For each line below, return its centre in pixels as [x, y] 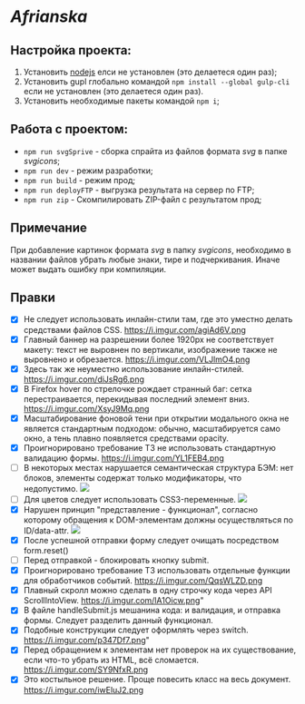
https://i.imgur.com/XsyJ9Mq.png [86, 408]
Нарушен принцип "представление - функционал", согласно [140, 509]
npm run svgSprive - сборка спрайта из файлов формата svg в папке [155, 151]
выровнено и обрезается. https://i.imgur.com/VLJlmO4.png [137, 359]
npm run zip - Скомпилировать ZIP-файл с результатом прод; [143, 199]
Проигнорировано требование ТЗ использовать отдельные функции [157, 571]
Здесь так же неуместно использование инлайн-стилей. [133, 368]
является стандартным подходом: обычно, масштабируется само [152, 428]
